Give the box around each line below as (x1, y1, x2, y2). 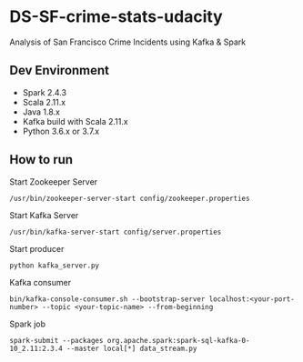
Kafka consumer (9, 277, 71, 287)
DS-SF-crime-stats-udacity (9, 6, 223, 27)
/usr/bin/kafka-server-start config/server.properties (9, 227, 222, 236)
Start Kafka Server (9, 209, 79, 220)
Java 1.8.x (22, 106, 61, 117)
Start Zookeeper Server (9, 176, 98, 187)
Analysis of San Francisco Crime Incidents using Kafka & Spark (9, 36, 247, 47)
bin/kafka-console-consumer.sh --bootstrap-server (9, 294, 206, 304)
